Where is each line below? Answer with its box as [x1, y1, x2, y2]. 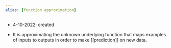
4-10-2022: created [12, 21, 55, 28]
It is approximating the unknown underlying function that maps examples [12, 31, 166, 37]
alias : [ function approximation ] [5, 7, 77, 13]
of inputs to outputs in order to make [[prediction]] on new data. [12, 37, 147, 43]
